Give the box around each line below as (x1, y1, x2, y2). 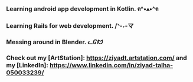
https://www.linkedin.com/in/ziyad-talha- (49, 61, 173, 69)
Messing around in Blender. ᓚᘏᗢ (6, 38, 103, 46)
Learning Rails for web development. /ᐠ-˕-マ (6, 21, 134, 29)
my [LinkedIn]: (6, 61, 48, 69)
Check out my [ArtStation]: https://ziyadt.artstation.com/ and (6, 54, 187, 62)
